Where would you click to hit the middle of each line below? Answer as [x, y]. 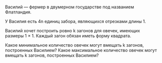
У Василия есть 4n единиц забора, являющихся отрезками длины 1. [76, 21]
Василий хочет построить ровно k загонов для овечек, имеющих [73, 31]
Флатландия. [18, 12]
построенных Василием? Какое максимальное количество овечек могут [81, 50]
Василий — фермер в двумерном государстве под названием [70, 7]
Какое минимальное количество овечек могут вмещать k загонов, [74, 45]
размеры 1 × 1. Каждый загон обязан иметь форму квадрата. [68, 36]
